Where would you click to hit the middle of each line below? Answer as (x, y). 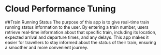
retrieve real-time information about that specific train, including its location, (81, 32)
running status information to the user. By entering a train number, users (77, 27)
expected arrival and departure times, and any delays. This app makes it (77, 37)
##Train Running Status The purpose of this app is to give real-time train (77, 22)
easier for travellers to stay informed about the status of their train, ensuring (80, 42)
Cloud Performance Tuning (60, 9)
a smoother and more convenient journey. (47, 47)
